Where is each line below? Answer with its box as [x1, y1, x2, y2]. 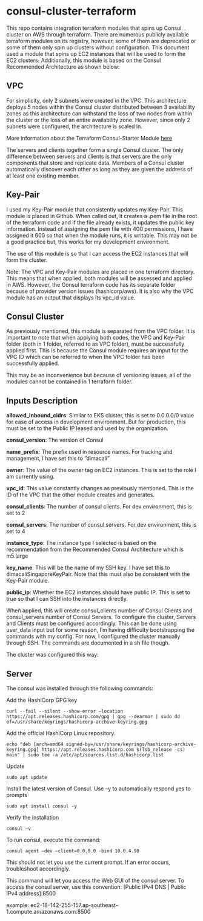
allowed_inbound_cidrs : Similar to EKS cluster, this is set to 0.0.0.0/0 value [6, 412, 195, 419]
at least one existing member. [6, 172, 80, 179]
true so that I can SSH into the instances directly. [6, 595, 128, 603]
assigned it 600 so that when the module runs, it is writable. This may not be [6, 231, 198, 239]
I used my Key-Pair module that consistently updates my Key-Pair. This [6, 205, 183, 213]
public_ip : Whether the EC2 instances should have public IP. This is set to [6, 589, 191, 596]
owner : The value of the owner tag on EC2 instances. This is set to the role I [6, 467, 196, 474]
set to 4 [6, 527, 25, 535]
